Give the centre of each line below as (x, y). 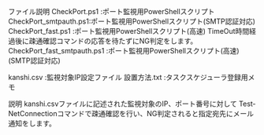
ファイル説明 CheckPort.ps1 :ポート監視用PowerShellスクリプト (112, 11)
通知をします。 (32, 123)
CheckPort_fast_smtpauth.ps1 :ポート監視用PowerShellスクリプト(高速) (124, 51)
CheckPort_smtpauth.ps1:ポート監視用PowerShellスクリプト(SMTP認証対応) (132, 21)
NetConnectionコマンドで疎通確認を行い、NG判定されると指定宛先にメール (131, 113)
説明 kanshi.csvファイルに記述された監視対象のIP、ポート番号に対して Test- (132, 104)
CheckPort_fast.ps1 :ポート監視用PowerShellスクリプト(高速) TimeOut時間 (129, 31)
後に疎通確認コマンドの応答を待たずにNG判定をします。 (106, 41)
